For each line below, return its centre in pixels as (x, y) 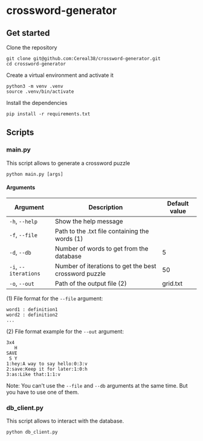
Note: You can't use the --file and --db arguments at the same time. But (97, 385)
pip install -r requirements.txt (48, 114)
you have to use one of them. (43, 392)
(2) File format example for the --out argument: (65, 331)
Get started (28, 33)
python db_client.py (32, 432)
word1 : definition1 (32, 309)
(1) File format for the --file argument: (55, 298)
